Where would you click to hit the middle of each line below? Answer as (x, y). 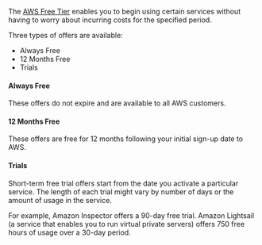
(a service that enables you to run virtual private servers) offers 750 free (126, 224)
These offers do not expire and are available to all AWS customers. (117, 103)
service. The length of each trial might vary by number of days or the (121, 191)
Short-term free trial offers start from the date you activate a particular (123, 183)
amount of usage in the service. (60, 200)
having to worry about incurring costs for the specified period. (110, 20)
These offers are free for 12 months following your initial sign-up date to (126, 139)
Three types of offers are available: (65, 35)
